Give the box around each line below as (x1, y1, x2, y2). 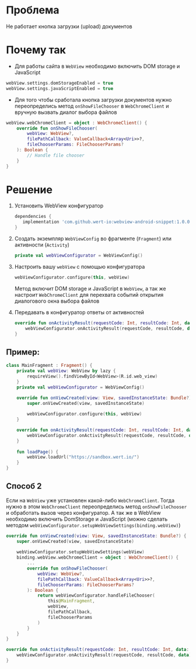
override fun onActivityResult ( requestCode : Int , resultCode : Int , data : (6, 647, 190, 653)
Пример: (6, 347, 40, 357)
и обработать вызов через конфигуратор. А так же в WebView (6, 509, 162, 516)
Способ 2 (6, 481, 42, 491)
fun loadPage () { (16, 449, 59, 455)
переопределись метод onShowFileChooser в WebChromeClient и (14, 102, 169, 109)
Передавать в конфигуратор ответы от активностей (14, 308, 145, 316)
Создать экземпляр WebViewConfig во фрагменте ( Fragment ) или (14, 235, 172, 242)
